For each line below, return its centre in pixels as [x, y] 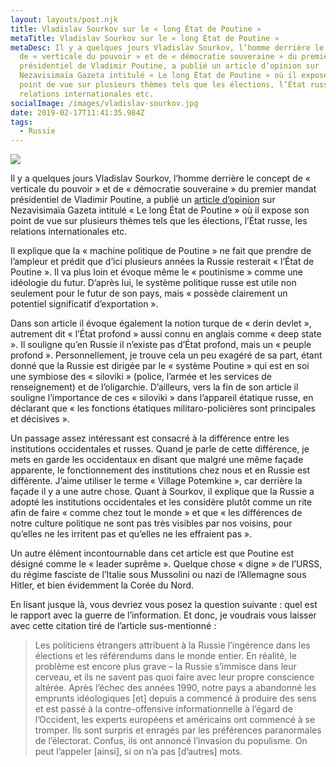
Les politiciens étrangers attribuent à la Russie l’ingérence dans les [172, 645]
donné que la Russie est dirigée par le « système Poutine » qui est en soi [160, 366]
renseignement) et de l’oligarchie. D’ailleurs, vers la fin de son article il [154, 387]
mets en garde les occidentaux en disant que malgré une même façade [157, 460]
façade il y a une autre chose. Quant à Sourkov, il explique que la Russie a [162, 492]
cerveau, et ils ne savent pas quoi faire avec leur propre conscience [174, 677]
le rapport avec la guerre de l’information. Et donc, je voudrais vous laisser [163, 615]
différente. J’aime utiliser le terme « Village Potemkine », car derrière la [156, 481]
